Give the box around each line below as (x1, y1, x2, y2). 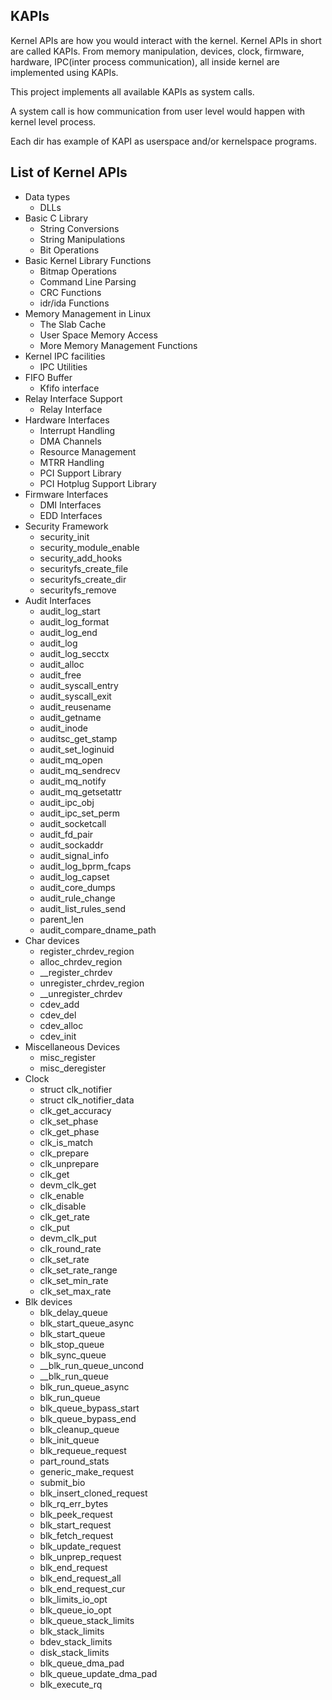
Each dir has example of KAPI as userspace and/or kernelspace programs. (10, 135, 318, 147)
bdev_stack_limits (39, 1635, 113, 1648)
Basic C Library (24, 212, 89, 224)
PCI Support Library (39, 467, 122, 479)
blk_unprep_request (39, 1550, 122, 1563)
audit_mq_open (39, 754, 103, 766)
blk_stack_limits (39, 1625, 105, 1637)
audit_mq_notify (39, 775, 107, 787)
